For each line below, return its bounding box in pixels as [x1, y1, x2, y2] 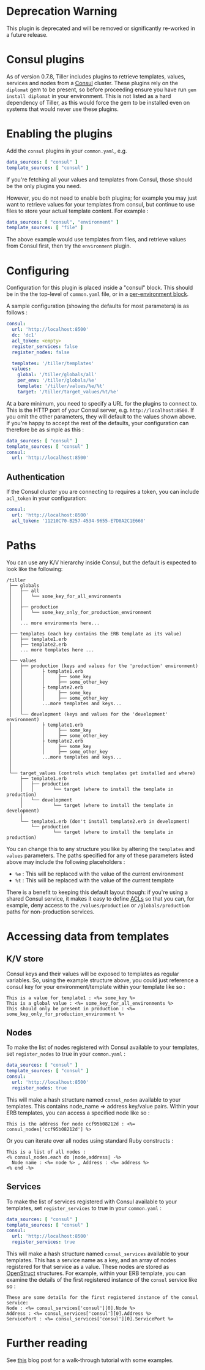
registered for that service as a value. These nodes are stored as [6, 1263, 170, 1270]
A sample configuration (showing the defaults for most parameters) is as [6, 302, 190, 310]
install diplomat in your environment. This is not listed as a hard [6, 92, 171, 99]
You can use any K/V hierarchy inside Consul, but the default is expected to [6, 559, 197, 566]
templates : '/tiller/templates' [12, 360, 95, 366]
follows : [6, 309, 28, 316]
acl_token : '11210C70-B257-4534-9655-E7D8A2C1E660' [12, 518, 147, 524]
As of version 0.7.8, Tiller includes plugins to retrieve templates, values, [6, 72, 185, 80]
